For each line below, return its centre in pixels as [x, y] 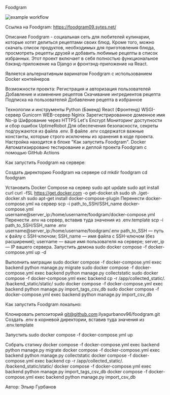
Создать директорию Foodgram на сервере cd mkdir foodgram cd [76, 172]
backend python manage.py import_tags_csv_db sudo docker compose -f [82, 289]
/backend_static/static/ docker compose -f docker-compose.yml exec [78, 366]
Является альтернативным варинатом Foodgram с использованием [79, 74]
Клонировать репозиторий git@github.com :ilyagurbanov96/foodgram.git [83, 314]
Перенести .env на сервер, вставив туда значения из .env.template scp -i [84, 220]
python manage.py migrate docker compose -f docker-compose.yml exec [82, 350]
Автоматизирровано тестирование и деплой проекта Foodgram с [76, 147]
